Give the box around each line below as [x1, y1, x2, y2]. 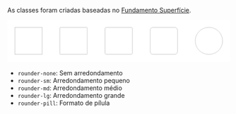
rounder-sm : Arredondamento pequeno [17, 77, 131, 85]
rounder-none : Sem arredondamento [17, 69, 123, 77]
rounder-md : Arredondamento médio [17, 84, 122, 92]
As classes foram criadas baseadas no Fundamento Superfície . [7, 6, 191, 14]
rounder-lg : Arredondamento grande [17, 91, 125, 100]
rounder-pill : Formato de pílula [17, 99, 110, 108]
